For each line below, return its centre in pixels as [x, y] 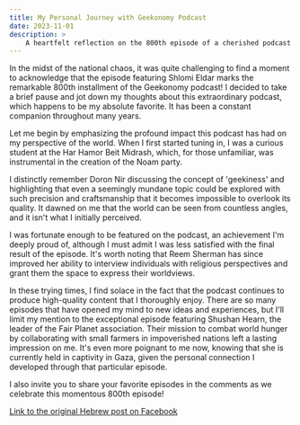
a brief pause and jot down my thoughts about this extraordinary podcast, [146, 97]
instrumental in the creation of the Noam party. [96, 162]
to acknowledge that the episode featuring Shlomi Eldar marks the [132, 78]
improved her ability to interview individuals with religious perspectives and [149, 264]
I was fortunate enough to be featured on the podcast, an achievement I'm [147, 235]
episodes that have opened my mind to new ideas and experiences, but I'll [147, 310]
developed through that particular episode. [88, 367]
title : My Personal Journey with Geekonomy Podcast [108, 18]
